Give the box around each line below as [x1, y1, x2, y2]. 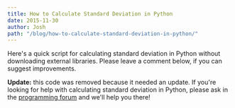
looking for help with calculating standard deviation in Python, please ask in [7, 85, 229, 94]
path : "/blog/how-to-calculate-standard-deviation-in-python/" [7, 30, 199, 37]
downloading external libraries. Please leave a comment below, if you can [7, 57, 222, 66]
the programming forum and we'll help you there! [7, 93, 151, 102]
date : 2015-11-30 [7, 17, 59, 24]
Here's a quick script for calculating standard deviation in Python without [7, 49, 221, 58]
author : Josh [7, 23, 46, 30]
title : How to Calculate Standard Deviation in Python [7, 10, 173, 18]
